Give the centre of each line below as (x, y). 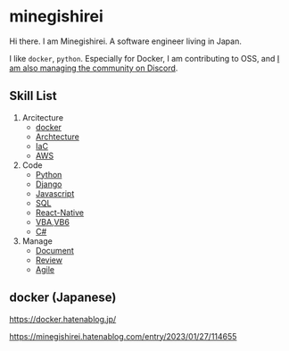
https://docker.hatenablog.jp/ (63, 319)
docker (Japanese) (63, 298)
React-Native (60, 213)
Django (49, 184)
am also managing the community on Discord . (94, 68)
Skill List (33, 96)
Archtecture (58, 137)
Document (54, 250)
